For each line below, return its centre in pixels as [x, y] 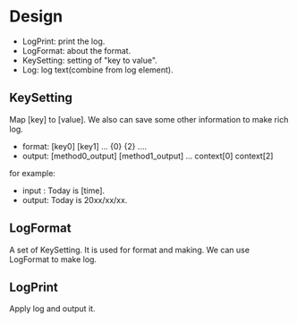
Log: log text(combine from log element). [98, 70]
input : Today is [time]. [64, 191]
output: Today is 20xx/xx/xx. [75, 200]
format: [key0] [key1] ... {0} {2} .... [85, 146]
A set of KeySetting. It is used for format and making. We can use [130, 250]
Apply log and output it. [52, 309]
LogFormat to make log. [53, 259]
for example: [33, 173]
